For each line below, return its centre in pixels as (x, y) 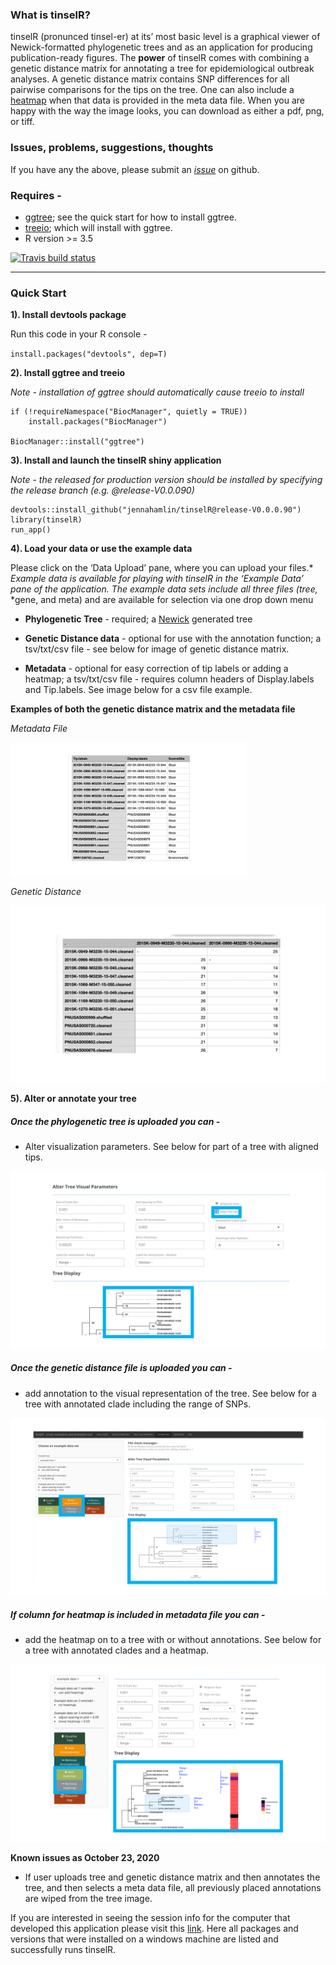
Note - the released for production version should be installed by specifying (166, 480)
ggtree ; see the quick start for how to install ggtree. (130, 217)
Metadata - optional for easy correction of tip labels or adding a (156, 669)
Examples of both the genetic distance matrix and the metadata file (153, 709)
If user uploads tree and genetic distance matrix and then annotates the (172, 1877)
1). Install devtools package (68, 315)
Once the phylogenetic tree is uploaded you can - (115, 1121)
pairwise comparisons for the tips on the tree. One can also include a (152, 90)
